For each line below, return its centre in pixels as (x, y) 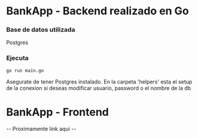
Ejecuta (17, 58)
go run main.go (25, 70)
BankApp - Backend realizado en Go (98, 11)
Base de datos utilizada (41, 30)
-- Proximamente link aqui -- (41, 128)
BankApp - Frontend (57, 112)
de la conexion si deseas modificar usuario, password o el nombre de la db (99, 88)
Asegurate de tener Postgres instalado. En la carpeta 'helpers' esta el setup (99, 81)
